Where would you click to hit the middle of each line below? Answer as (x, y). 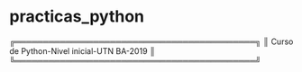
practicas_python (77, 17)
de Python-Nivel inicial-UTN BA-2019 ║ (82, 50)
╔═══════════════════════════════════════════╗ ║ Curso (151, 41)
